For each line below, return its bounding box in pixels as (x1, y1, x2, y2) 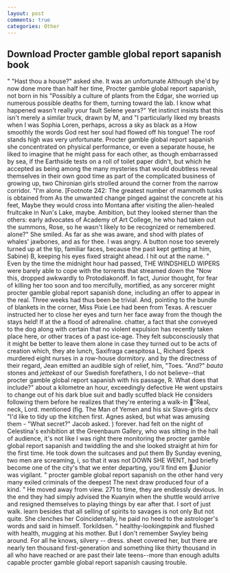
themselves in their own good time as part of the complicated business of (7, 172, 216, 180)
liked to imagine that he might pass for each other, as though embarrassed (7, 150, 218, 159)
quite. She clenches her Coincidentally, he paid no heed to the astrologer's (7, 515, 218, 523)
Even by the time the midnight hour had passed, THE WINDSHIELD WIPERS (7, 259, 220, 268)
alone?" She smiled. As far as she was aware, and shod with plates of (7, 231, 204, 239)
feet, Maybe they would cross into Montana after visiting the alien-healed (7, 201, 214, 209)
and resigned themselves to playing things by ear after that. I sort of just (7, 500, 211, 508)
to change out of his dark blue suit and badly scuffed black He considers (7, 390, 213, 399)
